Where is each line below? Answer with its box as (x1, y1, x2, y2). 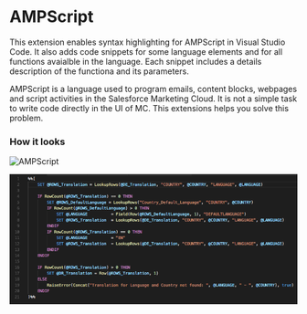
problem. (9, 112, 44, 123)
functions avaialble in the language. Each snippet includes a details (9, 56, 262, 67)
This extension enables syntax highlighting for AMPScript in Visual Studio (9, 37, 286, 47)
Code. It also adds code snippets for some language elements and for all (9, 46, 283, 57)
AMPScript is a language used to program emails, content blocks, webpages (9, 83, 298, 94)
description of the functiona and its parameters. (9, 66, 189, 77)
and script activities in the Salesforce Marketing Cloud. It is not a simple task (9, 93, 298, 104)
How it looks (9, 135, 66, 148)
